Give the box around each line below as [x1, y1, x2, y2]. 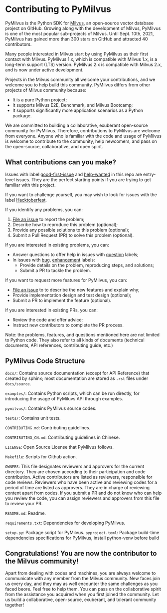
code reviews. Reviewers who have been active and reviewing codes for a [5, 479, 158, 485]
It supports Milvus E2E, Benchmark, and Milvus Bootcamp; [12, 102, 133, 108]
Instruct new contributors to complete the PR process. [12, 322, 124, 328]
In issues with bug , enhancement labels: [12, 257, 95, 263]
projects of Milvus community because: [5, 87, 86, 93]
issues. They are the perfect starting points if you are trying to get [15, 176, 151, 183]
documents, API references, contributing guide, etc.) [5, 342, 113, 348]
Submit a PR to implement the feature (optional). [12, 297, 112, 303]
